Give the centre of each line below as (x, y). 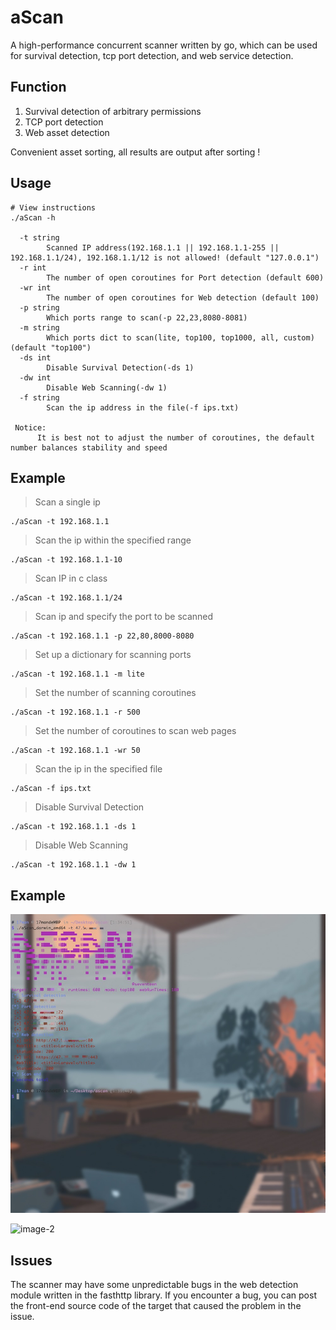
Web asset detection (67, 132)
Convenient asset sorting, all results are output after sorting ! (135, 152)
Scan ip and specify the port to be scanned (124, 617)
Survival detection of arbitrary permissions (113, 111)
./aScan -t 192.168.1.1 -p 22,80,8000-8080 (102, 636)
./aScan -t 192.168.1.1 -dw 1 (73, 865)
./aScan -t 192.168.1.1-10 (66, 560)
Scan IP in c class (71, 578)
